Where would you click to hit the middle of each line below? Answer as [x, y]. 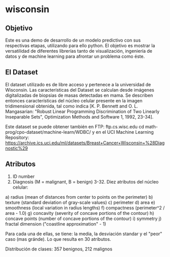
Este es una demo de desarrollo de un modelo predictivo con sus [73, 40]
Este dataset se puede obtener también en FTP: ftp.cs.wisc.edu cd [75, 126]
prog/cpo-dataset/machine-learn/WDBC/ [48, 132]
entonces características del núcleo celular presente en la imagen [74, 100]
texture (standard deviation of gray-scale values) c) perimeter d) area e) [80, 202]
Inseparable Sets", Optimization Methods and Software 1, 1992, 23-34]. [79, 117]
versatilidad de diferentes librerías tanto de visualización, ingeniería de [79, 51]
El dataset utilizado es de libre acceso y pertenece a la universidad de [78, 84]
